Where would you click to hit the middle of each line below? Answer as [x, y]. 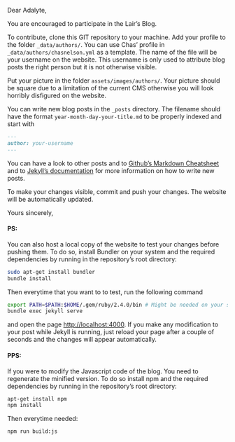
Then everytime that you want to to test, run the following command [105, 292]
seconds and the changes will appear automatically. [82, 340]
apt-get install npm [37, 399]
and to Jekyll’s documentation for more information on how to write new [111, 170]
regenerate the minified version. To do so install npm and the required [108, 378]
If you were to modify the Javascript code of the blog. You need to [103, 371]
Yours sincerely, [30, 212]
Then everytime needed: [43, 419]
